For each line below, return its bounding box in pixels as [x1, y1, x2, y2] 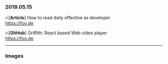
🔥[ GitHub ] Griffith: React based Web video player [5, 30, 107, 36]
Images [5, 53, 24, 60]
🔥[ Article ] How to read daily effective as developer [5, 15, 111, 21]
